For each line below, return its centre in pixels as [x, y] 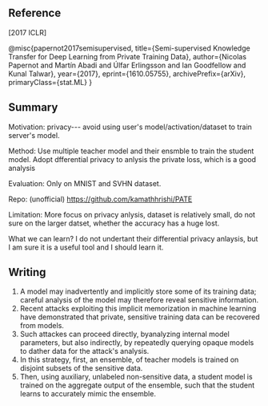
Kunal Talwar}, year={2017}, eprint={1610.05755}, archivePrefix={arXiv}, [127, 73]
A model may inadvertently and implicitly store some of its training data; [138, 291]
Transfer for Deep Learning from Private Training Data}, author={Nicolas [127, 56]
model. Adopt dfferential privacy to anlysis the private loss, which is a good [132, 159]
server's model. [34, 135]
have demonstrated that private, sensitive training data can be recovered [140, 317]
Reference [35, 13]
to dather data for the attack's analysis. [84, 351]
